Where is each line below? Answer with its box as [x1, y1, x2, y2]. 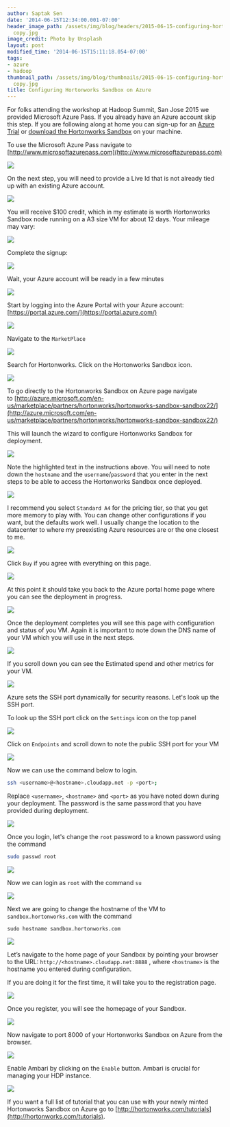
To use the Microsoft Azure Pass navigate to [7, 141, 132, 149]
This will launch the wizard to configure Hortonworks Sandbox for [7, 429, 193, 438]
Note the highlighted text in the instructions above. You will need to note [7, 463, 211, 471]
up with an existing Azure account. [7, 181, 105, 190]
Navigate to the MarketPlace [7, 335, 86, 343]
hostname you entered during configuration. [7, 965, 132, 973]
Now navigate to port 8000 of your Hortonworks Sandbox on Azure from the [7, 1030, 222, 1038]
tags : [7, 55, 23, 62]
